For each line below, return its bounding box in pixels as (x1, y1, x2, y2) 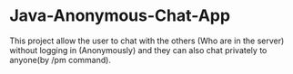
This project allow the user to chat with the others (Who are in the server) (9, 35, 285, 46)
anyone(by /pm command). (9, 54, 112, 65)
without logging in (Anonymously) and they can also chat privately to (9, 44, 268, 55)
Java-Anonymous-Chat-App (9, 5, 230, 26)
